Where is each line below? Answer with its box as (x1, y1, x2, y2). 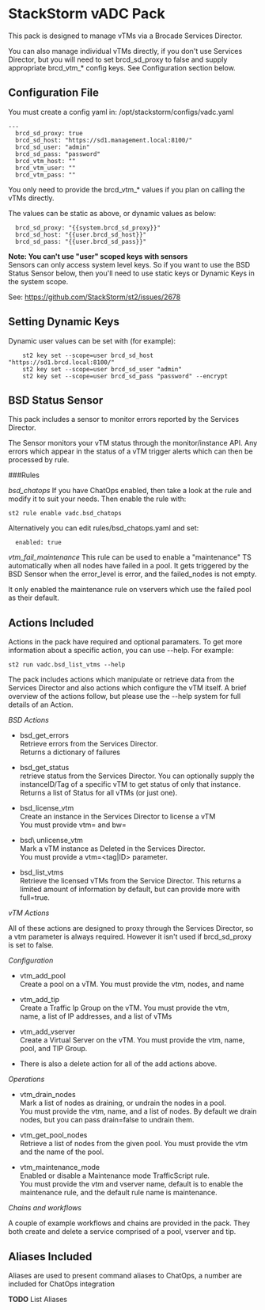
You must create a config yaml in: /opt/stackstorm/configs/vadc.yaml (8, 107, 234, 116)
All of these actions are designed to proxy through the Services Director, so (8, 924, 254, 933)
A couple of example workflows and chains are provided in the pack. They (8, 1218, 251, 1228)
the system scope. (8, 276, 69, 286)
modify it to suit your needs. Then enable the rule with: (8, 494, 187, 503)
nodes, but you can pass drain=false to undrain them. (19, 1115, 195, 1125)
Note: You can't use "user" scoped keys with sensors (8, 251, 188, 261)
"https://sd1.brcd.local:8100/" (8, 358, 115, 366)
